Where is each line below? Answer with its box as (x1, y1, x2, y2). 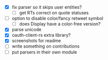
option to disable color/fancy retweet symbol (11, 15, 104, 21)
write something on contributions (11, 43, 80, 49)
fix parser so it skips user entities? (11, 4, 82, 10)
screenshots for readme (11, 38, 61, 44)
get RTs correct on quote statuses (19, 10, 89, 16)
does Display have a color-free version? (19, 21, 101, 27)
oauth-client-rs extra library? (11, 32, 71, 38)
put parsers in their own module (11, 49, 77, 55)
